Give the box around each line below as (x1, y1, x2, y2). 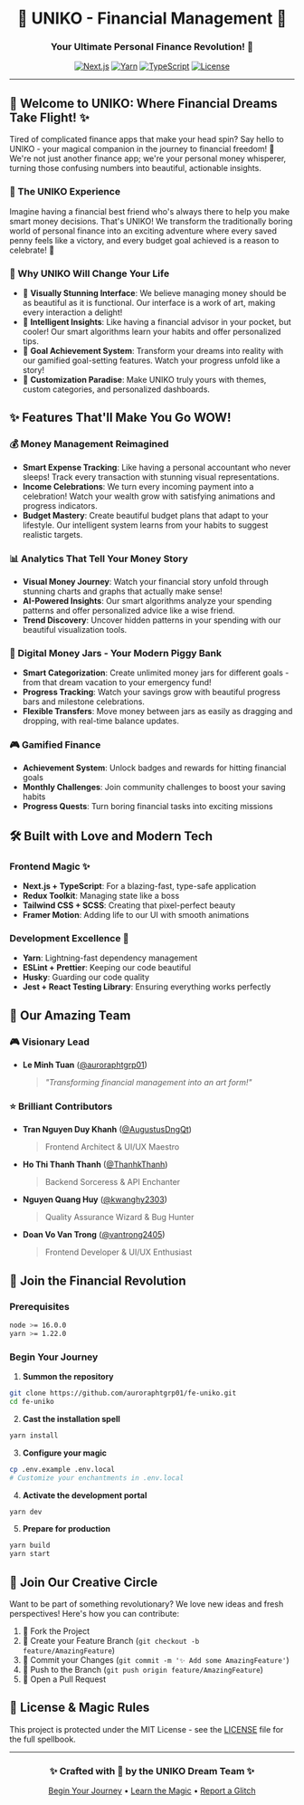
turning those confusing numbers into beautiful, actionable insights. (9, 163, 262, 174)
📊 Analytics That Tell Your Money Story (9, 552, 188, 565)
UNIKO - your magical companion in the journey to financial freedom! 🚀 (9, 144, 275, 155)
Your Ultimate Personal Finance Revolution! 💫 (50, 41, 253, 53)
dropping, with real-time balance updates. (22, 715, 179, 727)
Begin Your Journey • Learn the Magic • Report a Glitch (48, 1785, 256, 1796)
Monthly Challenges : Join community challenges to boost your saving (22, 782, 287, 793)
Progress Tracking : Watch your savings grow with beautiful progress (22, 687, 280, 698)
